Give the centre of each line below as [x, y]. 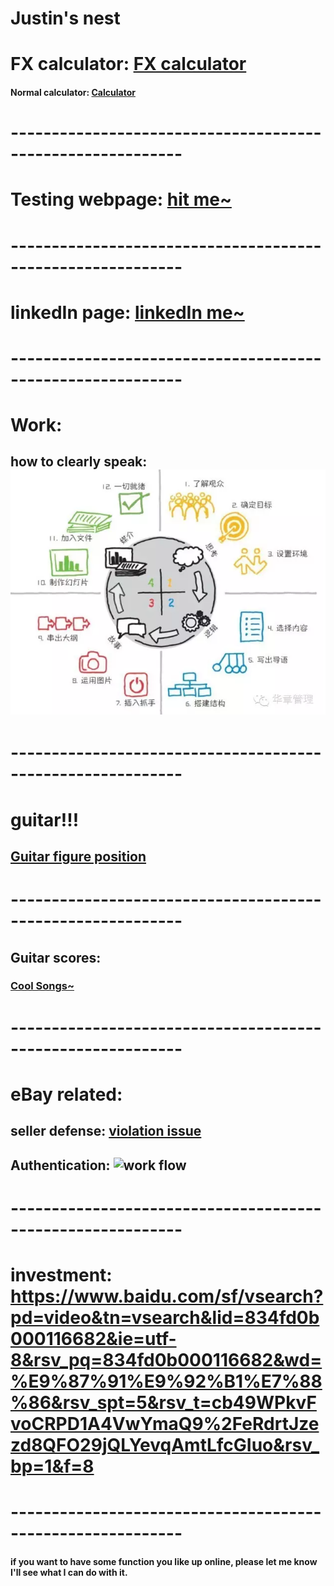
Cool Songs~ [42, 986]
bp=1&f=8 [52, 1466]
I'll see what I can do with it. [69, 1572]
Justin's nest [65, 18]
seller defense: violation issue [106, 1131]
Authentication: [60, 1165]
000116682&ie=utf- [93, 1338]
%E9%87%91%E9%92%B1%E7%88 [166, 1381]
